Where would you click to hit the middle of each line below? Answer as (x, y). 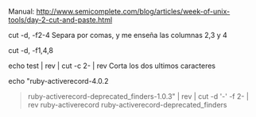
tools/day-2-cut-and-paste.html (60, 20)
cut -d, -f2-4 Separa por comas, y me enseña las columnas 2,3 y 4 (118, 35)
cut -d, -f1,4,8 (31, 50)
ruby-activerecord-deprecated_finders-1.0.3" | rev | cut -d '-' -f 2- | (138, 96)
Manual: (21, 11)
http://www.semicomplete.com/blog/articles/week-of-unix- (133, 11)
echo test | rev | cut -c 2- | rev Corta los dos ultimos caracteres (112, 66)
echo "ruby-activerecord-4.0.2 (58, 81)
